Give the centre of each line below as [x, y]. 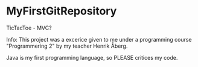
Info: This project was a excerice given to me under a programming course [99, 39]
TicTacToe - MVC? [29, 28]
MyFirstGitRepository [62, 11]
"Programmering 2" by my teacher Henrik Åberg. [67, 46]
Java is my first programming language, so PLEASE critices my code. [92, 57]
